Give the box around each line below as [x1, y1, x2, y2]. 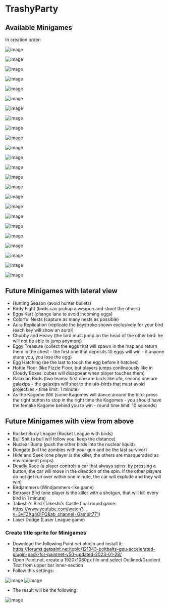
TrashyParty [5, 3, 59, 15]
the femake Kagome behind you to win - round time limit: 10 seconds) [12, 402, 157, 408]
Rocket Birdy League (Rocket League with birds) [12, 430, 114, 436]
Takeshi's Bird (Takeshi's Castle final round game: [12, 500, 117, 506]
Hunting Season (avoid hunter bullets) [12, 300, 92, 306]
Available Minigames [5, 23, 72, 32]
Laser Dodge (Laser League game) [12, 516, 85, 522]
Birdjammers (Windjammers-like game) [12, 484, 94, 490]
